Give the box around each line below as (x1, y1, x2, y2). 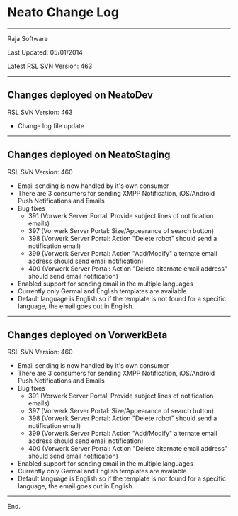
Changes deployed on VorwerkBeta (7, 329, 168, 341)
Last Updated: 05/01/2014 (7, 47, 84, 57)
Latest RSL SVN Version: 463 (7, 62, 93, 70)
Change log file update (17, 121, 85, 130)
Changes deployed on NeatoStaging (7, 149, 171, 161)
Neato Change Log (7, 4, 119, 21)
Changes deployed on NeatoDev (7, 89, 154, 101)
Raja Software (7, 34, 48, 43)
